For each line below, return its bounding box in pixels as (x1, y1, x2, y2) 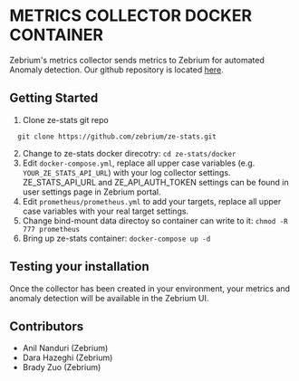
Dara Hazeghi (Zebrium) (22, 352, 113, 363)
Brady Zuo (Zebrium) (22, 362, 101, 373)
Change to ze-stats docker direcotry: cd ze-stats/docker (22, 148, 236, 158)
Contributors (9, 319, 84, 334)
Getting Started (9, 90, 99, 106)
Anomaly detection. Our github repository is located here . (9, 64, 224, 75)
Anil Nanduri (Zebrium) (22, 343, 109, 354)
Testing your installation (9, 259, 149, 274)
